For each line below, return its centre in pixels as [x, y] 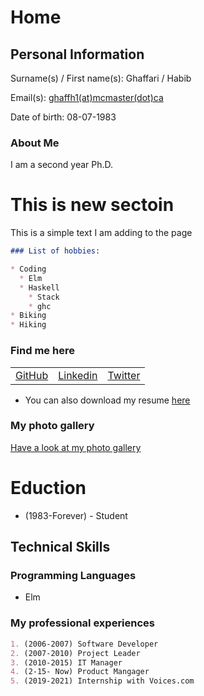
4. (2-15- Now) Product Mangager [80, 672]
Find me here [42, 351]
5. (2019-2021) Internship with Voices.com [102, 681]
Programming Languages [73, 576]
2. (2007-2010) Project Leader [75, 653]
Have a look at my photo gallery [76, 447]
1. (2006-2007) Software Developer [84, 644]
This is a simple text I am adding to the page [101, 233]
